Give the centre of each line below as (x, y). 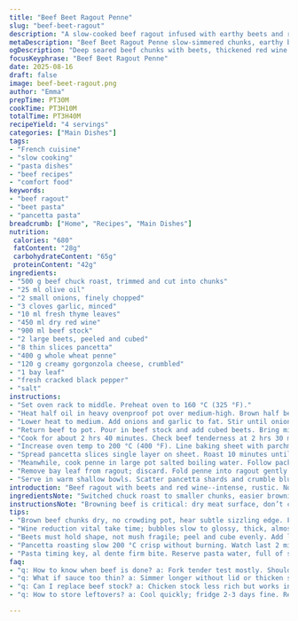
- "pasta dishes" (41, 166)
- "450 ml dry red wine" (55, 323)
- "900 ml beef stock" (51, 331)
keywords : (27, 191)
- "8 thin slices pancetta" (61, 347)
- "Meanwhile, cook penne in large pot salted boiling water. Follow (141, 463)
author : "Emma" (37, 91)
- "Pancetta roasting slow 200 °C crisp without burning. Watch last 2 (144, 545)
